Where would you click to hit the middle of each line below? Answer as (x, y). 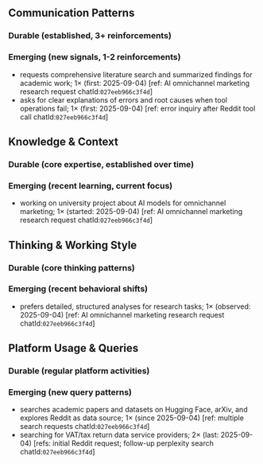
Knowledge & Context (64, 142)
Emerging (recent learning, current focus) (91, 185)
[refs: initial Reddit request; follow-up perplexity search (124, 443)
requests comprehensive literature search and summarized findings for (136, 74)
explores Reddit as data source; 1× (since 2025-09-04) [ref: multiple (132, 418)
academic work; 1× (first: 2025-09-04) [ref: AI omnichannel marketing (135, 83)
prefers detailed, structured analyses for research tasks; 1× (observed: (135, 306)
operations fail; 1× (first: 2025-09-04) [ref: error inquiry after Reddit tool (137, 108)
